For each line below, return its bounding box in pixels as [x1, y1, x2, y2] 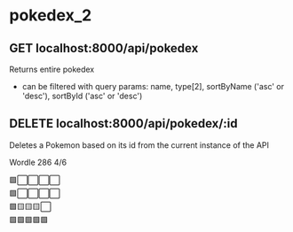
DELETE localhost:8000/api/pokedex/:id [9, 116, 238, 131]
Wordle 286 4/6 [9, 157, 67, 167]
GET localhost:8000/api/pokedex [9, 41, 199, 56]
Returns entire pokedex [9, 64, 95, 74]
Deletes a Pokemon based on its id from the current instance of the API [9, 139, 269, 151]
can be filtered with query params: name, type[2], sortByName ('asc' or [21, 81, 285, 91]
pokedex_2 [9, 5, 92, 26]
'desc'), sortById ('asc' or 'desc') [21, 90, 143, 101]
